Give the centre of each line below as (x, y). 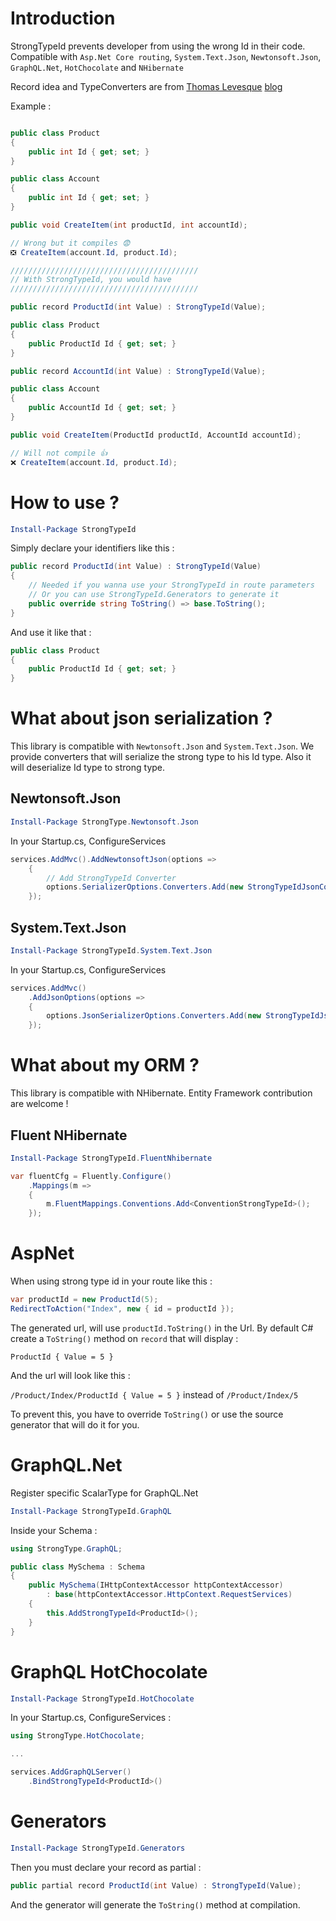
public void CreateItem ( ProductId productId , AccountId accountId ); (156, 435)
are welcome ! (39, 1104)
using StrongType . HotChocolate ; (77, 1736)
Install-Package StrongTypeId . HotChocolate (102, 1698)
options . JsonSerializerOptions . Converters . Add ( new (154, 1016)
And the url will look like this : (70, 1375)
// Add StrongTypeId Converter (111, 878)
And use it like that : (51, 632)
